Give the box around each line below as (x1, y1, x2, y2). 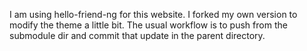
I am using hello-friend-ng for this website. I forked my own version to (9, 9, 298, 20)
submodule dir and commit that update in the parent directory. (9, 30, 266, 41)
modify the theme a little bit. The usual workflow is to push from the (9, 19, 288, 31)
